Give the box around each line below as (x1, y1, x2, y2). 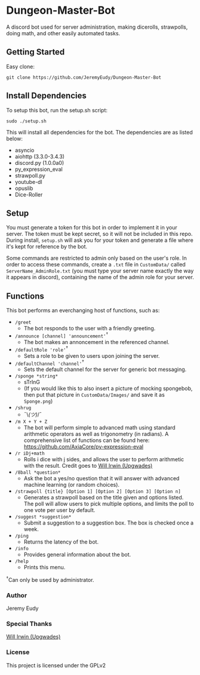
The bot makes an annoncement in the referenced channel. (23, 338, 170, 345)
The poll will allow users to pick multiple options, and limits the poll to (23, 500, 194, 508)
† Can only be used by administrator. (6, 575, 94, 583)
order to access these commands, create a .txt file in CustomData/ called (6, 261, 186, 268)
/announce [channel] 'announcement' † (14, 331, 109, 339)
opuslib (14, 185, 33, 192)
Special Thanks (6, 619, 53, 628)
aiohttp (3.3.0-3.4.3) (14, 153, 64, 160)
